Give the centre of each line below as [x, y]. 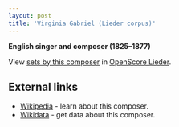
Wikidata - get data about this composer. [87, 115]
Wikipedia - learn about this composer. [84, 106]
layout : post [30, 16]
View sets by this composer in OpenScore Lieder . [90, 62]
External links [43, 86]
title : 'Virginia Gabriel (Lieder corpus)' [82, 23]
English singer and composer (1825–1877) [79, 46]
